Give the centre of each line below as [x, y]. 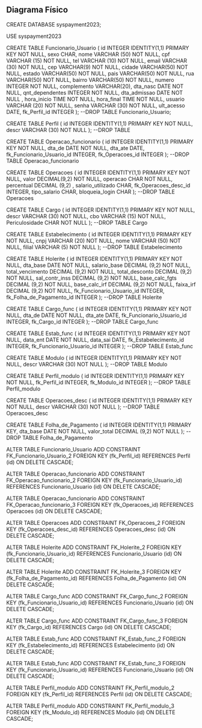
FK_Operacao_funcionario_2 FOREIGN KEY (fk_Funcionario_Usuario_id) [94, 480]
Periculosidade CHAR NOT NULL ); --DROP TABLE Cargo [77, 222]
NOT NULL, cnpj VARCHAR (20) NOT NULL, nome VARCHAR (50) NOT [94, 240]
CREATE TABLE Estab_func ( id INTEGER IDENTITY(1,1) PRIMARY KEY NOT [98, 333]
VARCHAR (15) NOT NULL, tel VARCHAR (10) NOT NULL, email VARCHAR [97, 60]
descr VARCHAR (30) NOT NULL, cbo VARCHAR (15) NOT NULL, [86, 216]
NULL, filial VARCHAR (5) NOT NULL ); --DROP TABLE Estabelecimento [94, 247]
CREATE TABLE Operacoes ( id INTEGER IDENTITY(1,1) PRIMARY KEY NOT [98, 172]
